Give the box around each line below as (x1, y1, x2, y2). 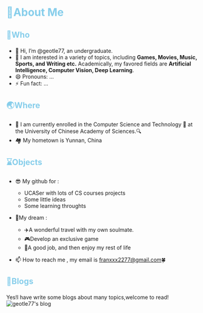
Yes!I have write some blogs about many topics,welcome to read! (6, 294, 169, 301)
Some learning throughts (24, 203, 87, 210)
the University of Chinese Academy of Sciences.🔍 (15, 127, 142, 135)
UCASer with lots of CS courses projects (24, 189, 126, 197)
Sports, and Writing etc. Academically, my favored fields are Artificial (15, 60, 191, 67)
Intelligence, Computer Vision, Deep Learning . (15, 66, 135, 73)
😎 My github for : (15, 178, 59, 185)
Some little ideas (24, 196, 66, 203)
